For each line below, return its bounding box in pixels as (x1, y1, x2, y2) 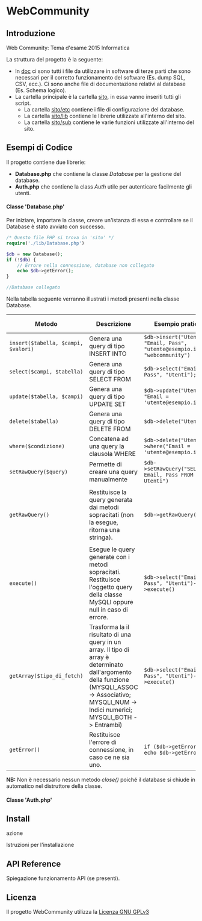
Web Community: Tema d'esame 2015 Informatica (6, 44, 130, 51)
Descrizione (96, 320, 132, 328)
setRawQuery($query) (9, 469, 68, 475)
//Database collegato (6, 284, 61, 290)
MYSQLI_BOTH (89, 713, 132, 722)
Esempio (154, 320, 180, 328)
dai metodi (89, 503, 119, 511)
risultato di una (89, 631, 131, 639)
